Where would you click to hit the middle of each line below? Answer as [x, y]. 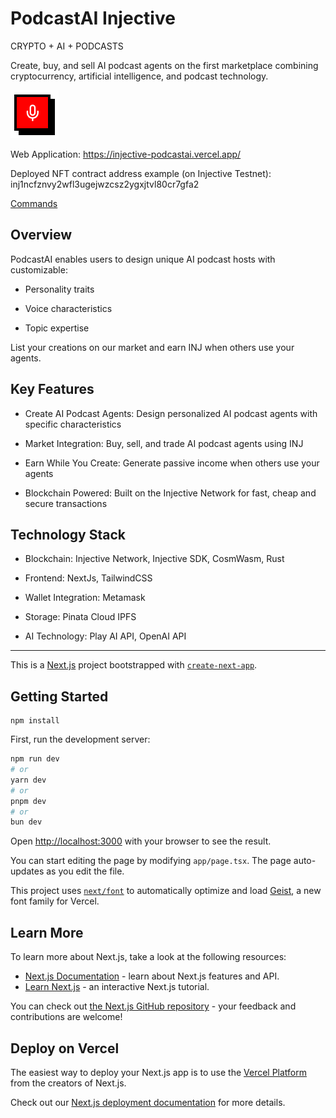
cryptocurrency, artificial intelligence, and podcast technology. [139, 76]
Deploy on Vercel [65, 1048]
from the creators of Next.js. [68, 1083]
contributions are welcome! [66, 1017]
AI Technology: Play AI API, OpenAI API [105, 636]
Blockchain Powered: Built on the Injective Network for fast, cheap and [170, 493]
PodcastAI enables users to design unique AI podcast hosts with [143, 259]
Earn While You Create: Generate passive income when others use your [172, 463]
